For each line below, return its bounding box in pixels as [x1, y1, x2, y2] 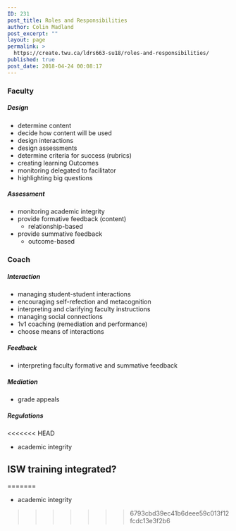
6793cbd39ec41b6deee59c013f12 [130, 509, 230, 518]
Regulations [7, 411, 44, 420]
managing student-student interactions [17, 290, 132, 299]
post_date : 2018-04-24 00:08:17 [7, 63, 102, 70]
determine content [17, 121, 72, 130]
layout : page [7, 37, 46, 44]
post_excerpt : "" [7, 30, 58, 37]
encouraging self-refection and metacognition [17, 297, 151, 306]
